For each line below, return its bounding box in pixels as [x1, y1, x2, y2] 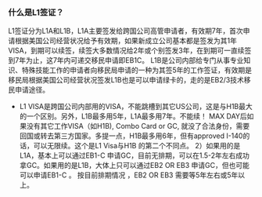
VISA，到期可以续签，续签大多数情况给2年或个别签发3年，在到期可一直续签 [8, 46, 252, 56]
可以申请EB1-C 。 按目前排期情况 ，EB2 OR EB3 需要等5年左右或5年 [19, 170, 239, 180]
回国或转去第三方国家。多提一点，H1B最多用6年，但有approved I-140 [19, 131, 243, 140]
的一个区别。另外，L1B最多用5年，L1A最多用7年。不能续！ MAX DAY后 [19, 111, 248, 121]
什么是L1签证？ [8, 6, 64, 17]
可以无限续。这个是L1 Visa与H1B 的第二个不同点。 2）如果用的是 [33, 141, 241, 151]
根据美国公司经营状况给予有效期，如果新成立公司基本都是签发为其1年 [14, 36, 237, 46]
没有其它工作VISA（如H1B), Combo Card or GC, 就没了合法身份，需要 [26, 122, 250, 131]
